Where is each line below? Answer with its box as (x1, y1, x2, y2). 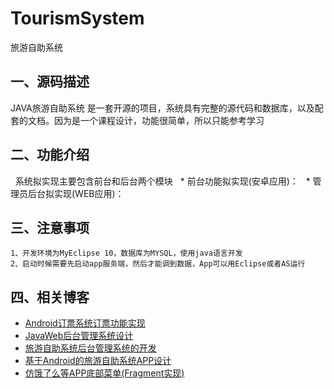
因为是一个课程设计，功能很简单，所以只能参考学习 (53, 114, 265, 126)
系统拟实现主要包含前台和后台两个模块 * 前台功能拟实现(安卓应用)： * (14, 175, 311, 187)
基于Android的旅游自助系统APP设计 (24, 355, 172, 367)
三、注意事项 (10, 219, 90, 236)
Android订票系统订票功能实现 (24, 317, 146, 329)
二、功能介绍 (10, 147, 90, 164)
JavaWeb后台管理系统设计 (24, 330, 134, 342)
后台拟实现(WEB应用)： (27, 187, 125, 199)
